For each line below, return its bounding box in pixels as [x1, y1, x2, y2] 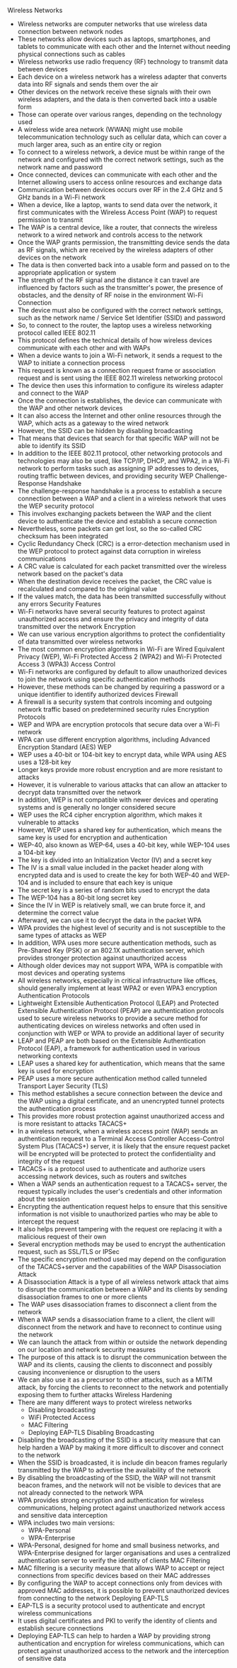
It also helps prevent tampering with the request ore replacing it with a [17, 1225, 223, 1233]
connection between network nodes [17, 28, 124, 35]
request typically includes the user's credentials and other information [17, 1187, 223, 1195]
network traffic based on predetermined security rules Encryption [17, 705, 209, 713]
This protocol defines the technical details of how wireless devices [17, 336, 212, 345]
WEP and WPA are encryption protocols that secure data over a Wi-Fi [17, 720, 220, 729]
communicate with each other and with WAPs [17, 344, 151, 352]
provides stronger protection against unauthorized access [17, 953, 187, 962]
